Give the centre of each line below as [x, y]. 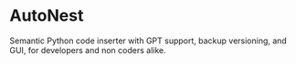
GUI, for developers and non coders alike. [88, 50]
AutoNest [47, 16]
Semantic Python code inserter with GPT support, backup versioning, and [148, 41]
